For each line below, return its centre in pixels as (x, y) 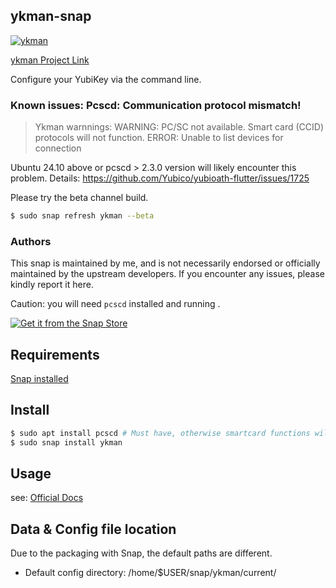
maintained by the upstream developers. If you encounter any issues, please (167, 274)
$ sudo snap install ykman (66, 442)
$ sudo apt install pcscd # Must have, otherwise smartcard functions (160, 433)
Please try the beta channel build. (79, 198)
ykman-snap (51, 16)
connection (58, 148)
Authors (31, 241)
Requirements (55, 354)
